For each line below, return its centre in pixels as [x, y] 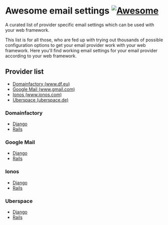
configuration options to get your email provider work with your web [75, 45]
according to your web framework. [41, 56]
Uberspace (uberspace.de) [40, 100]
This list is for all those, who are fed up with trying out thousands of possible [84, 40]
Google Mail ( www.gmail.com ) [44, 89]
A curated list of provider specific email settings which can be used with [80, 25]
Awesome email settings [57, 11]
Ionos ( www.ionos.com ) [37, 94]
